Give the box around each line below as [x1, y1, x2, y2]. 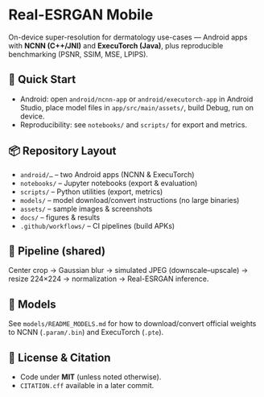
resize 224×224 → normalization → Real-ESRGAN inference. [8, 274, 209, 283]
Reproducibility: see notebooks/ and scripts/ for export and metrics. [19, 119, 248, 130]
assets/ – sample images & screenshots [19, 204, 153, 213]
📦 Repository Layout [8, 144, 117, 158]
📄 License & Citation [8, 350, 111, 364]
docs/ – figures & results [19, 212, 101, 222]
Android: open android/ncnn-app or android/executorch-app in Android [19, 94, 254, 104]
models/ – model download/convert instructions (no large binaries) [19, 195, 240, 205]
